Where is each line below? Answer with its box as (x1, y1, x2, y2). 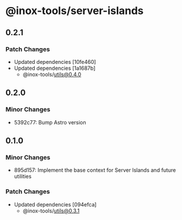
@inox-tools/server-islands (5, 4, 144, 18)
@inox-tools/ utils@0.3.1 (22, 207, 80, 214)
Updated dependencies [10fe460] (14, 58, 96, 65)
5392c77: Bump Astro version (14, 119, 86, 126)
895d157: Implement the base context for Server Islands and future (14, 167, 176, 174)
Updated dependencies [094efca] (14, 201, 97, 208)
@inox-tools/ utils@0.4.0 (22, 70, 82, 77)
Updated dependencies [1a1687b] (14, 65, 96, 72)
